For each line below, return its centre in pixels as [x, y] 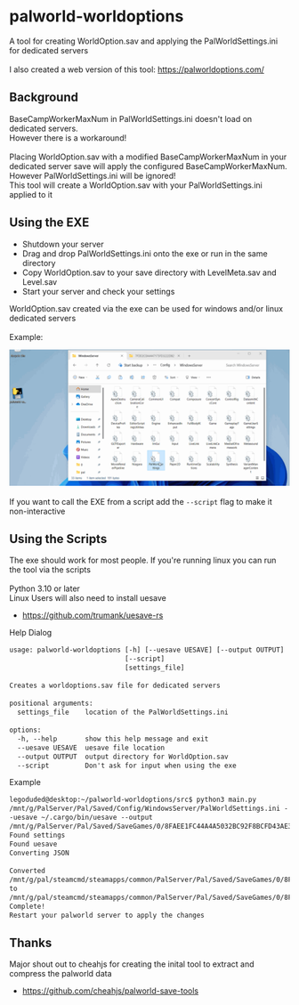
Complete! [28, 907]
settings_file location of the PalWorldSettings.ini [123, 713]
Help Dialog [31, 633]
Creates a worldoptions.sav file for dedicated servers [115, 686]
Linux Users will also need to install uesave [88, 598]
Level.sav [40, 281]
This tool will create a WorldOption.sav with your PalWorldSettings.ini [136, 185]
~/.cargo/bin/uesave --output [97, 818]
